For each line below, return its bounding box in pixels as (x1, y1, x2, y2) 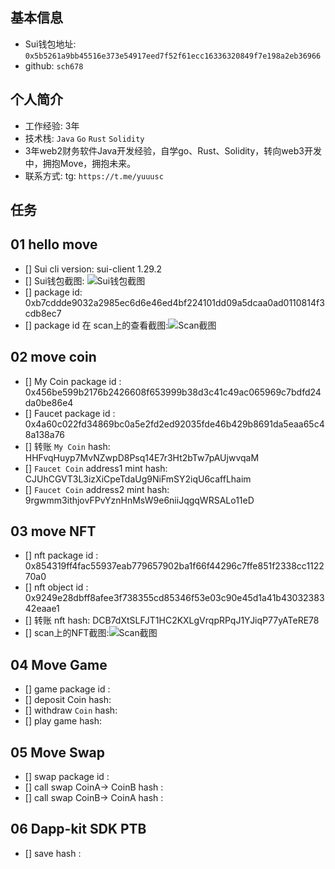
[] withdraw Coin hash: (24, 704, 118, 717)
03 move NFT (10, 523, 97, 540)
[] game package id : (24, 683, 111, 695)
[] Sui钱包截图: (24, 274, 85, 287)
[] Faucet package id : (24, 407, 116, 419)
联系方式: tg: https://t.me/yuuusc (24, 169, 164, 182)
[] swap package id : (24, 771, 110, 783)
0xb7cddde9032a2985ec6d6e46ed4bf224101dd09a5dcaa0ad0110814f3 (24, 296, 325, 308)
